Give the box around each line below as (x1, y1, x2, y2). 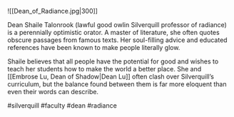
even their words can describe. (7, 88, 98, 96)
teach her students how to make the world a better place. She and (7, 65, 202, 73)
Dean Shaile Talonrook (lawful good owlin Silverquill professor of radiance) (7, 21, 227, 29)
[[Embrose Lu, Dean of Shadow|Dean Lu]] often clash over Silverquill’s (7, 72, 214, 81)
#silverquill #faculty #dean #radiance (7, 101, 118, 110)
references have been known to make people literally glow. (7, 44, 180, 51)
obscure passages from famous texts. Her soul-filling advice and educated (7, 36, 228, 44)
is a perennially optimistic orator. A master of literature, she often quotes (7, 29, 220, 36)
